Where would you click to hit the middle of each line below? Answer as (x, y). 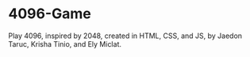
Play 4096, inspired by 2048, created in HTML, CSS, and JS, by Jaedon (125, 36)
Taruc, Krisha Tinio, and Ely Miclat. (65, 44)
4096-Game (50, 14)
